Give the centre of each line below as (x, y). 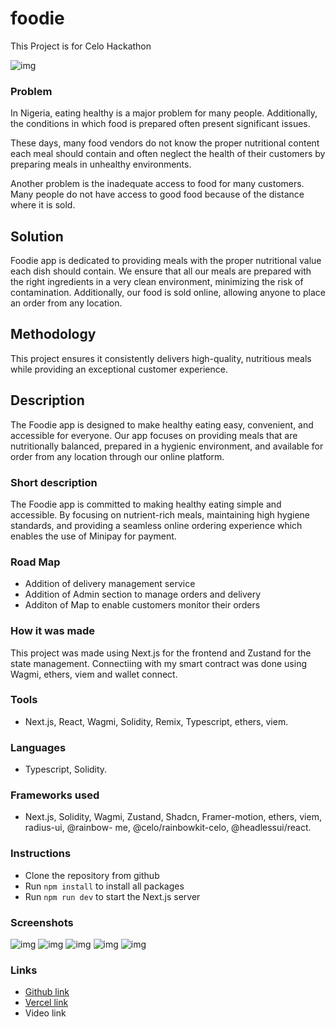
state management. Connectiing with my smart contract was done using (158, 663)
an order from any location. (66, 303)
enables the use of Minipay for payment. (93, 536)
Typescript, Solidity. (66, 769)
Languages (38, 747)
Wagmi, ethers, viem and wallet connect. (94, 674)
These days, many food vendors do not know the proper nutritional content (165, 143)
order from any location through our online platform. (117, 456)
